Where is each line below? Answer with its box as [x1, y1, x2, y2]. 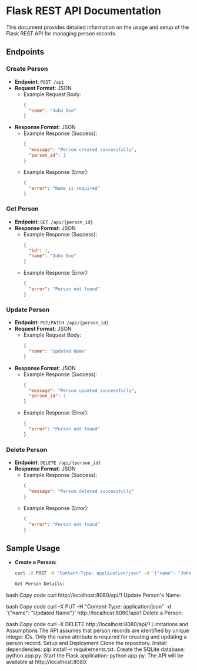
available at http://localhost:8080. [6, 658, 88, 665]
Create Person [6, 65, 48, 73]
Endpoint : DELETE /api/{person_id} [14, 459, 101, 466]
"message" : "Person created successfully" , [28, 147, 137, 153]
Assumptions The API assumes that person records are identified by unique [6, 627, 189, 634]
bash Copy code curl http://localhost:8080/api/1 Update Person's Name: [6, 591, 182, 598]
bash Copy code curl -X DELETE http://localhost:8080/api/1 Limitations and [6, 620, 189, 627]
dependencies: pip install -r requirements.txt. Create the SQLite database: [6, 646, 185, 653]
